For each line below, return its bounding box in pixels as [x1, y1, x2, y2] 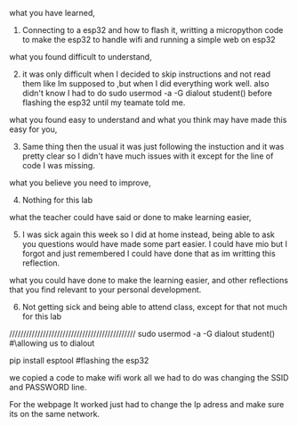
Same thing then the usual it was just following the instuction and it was [21, 142, 285, 152]
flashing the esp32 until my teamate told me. [21, 97, 186, 108]
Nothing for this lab [21, 195, 93, 205]
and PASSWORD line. [9, 382, 87, 392]
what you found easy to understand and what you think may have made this [9, 115, 287, 125]
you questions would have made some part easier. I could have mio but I [21, 239, 287, 249]
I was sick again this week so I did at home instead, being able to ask [21, 229, 276, 240]
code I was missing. [21, 160, 95, 170]
